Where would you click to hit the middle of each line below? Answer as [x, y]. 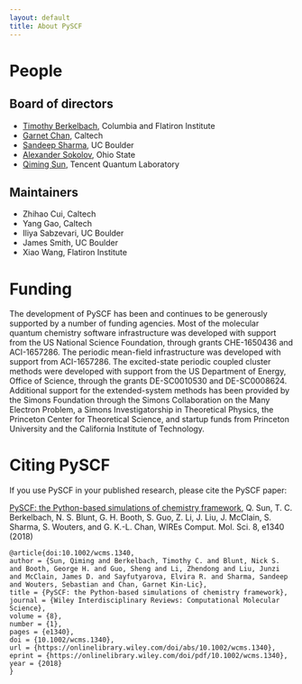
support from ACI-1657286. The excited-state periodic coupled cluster [140, 362]
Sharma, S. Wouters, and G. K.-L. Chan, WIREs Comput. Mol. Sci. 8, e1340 [147, 527]
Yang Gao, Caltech [57, 224]
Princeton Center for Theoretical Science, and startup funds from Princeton [150, 420]
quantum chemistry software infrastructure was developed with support [143, 333]
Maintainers [44, 192]
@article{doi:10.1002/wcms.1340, [72, 553]
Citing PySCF [60, 465]
